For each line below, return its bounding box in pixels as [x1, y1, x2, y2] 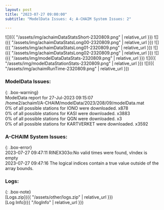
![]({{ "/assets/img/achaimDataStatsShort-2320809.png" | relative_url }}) [5, 34, 153, 40]
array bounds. [5, 165, 34, 171]
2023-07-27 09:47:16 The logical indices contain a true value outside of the [5, 160, 159, 166]
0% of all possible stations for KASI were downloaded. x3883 [5, 110, 130, 116]
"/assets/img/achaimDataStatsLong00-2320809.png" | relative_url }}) [11, 40, 154, 45]
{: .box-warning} [5, 89, 39, 95]
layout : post [5, 7, 32, 12]
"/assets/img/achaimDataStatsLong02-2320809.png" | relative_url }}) [11, 50, 154, 56]
